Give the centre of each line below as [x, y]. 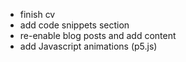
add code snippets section [74, 25]
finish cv [37, 14]
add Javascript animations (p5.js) [88, 46]
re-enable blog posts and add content [98, 35]
